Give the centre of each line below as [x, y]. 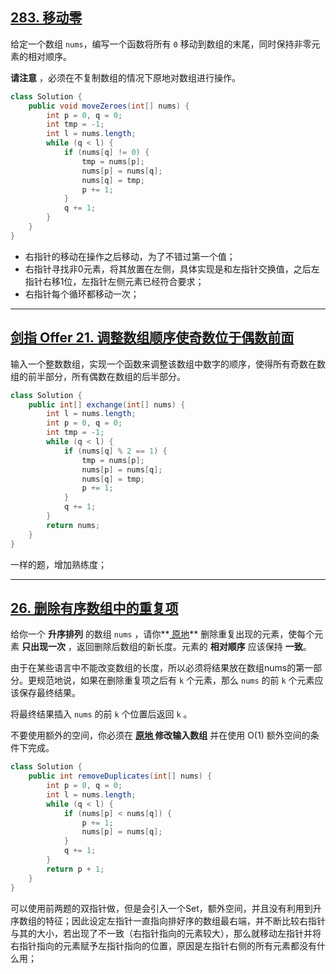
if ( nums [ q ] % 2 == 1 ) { [115, 451]
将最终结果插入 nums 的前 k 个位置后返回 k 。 [101, 714]
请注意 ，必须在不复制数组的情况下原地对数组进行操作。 [125, 77]
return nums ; [73, 525]
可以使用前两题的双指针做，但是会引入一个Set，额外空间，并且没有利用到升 [166, 908]
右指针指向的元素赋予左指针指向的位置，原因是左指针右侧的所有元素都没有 [163, 945]
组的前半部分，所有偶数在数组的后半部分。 [98, 376]
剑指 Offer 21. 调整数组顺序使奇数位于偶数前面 [152, 338]
